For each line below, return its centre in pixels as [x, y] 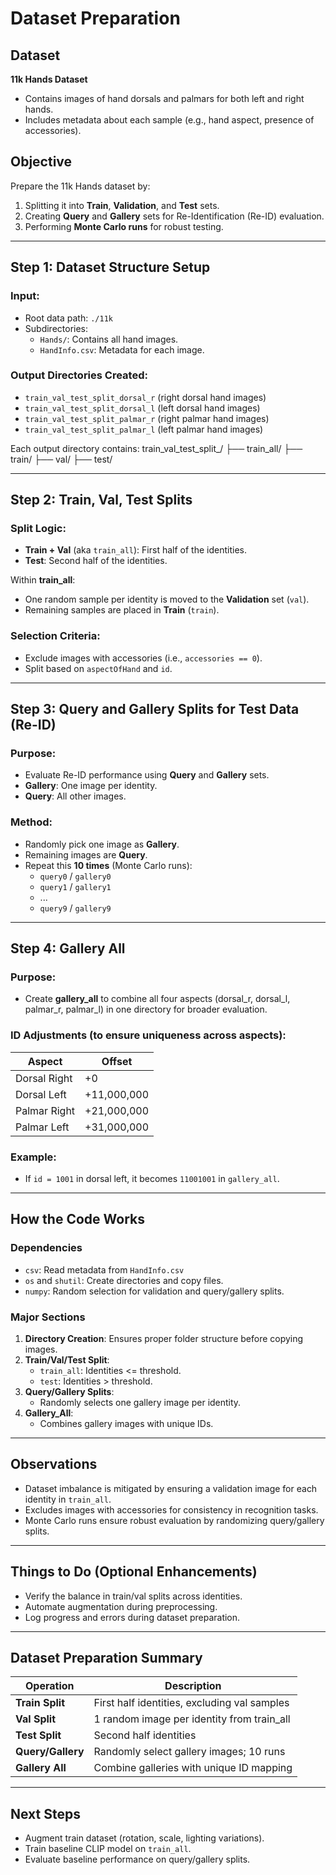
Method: [31, 822]
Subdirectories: [56, 328]
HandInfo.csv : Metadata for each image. [122, 349]
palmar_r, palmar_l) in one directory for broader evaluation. [146, 1009]
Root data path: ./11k [68, 318]
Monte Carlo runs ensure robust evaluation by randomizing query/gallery [174, 1520]
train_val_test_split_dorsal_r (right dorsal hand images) [145, 397]
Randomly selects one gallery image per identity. [140, 1403]
